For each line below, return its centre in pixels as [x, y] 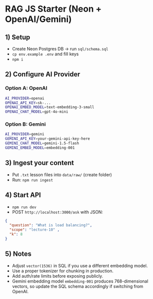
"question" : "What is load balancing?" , [51, 225]
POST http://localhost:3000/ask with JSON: [58, 212]
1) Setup [18, 37]
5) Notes [18, 254]
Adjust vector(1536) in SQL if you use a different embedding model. [80, 266]
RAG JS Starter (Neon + [53, 9]
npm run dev [24, 207]
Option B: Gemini [25, 124]
